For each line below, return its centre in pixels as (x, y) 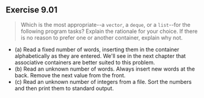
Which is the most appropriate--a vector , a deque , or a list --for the (105, 24)
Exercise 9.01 (31, 10)
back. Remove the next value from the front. (70, 75)
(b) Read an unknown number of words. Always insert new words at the (105, 69)
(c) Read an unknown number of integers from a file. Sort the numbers (103, 82)
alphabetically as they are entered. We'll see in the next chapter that (100, 56)
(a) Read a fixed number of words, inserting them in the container (97, 49)
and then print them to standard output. (64, 88)
